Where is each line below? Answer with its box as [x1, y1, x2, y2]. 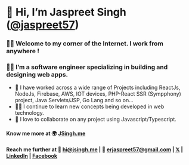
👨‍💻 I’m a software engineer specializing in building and [6, 63, 168, 71]
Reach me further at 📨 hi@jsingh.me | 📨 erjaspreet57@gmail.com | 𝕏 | [6, 146, 183, 153]
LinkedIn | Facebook [6, 152, 58, 159]
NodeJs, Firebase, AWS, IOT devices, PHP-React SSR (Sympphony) [14, 90, 182, 97]
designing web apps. [6, 71, 69, 79]
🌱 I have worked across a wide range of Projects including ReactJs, [14, 84, 181, 91]
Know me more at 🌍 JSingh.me [6, 130, 86, 137]
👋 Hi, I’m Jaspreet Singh [6, 5, 126, 19]
